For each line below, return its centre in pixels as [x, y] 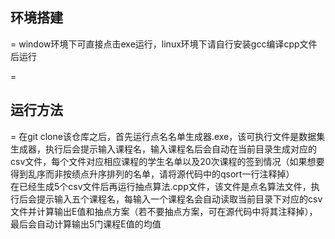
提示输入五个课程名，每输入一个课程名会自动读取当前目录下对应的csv [179, 199]
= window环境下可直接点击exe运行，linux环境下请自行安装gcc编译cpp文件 [164, 44]
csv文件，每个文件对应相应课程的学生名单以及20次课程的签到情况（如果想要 [167, 161]
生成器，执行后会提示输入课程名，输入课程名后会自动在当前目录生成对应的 [163, 149]
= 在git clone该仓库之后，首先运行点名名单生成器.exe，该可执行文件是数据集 [168, 136]
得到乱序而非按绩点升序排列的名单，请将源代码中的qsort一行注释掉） [152, 174]
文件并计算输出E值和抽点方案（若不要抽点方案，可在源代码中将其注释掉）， [164, 211]
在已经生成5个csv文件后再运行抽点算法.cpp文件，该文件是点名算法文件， [161, 186]
